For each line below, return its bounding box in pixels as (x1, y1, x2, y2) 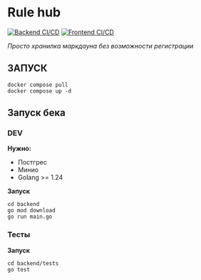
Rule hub (7, 4, 61, 21)
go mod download (7, 207, 56, 214)
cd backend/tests (7, 259, 59, 267)
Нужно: (7, 144, 32, 153)
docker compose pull (7, 81, 69, 88)
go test (7, 266, 31, 273)
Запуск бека (7, 107, 66, 119)
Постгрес (17, 158, 48, 167)
